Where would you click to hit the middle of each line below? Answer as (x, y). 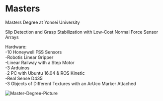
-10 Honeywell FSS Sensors (34, 52)
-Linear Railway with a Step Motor (40, 62)
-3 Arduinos (17, 68)
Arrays (12, 37)
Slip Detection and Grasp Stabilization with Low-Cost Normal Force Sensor (81, 32)
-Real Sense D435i (24, 78)
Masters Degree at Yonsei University (43, 22)
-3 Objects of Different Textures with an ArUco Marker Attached (71, 83)
